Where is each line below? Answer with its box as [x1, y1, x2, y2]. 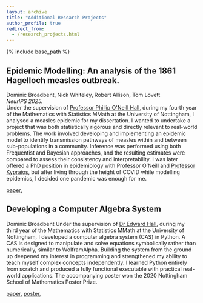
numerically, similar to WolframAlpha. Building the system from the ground [6, 246, 192, 253]
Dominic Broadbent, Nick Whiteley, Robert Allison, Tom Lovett [6, 91, 161, 98]
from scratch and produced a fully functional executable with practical [6, 265, 182, 273]
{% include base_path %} [6, 48, 70, 55]
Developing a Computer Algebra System [6, 204, 162, 215]
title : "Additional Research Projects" [6, 15, 107, 21]
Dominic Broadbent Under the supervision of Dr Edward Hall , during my [6, 220, 185, 227]
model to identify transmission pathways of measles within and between [6, 136, 187, 143]
